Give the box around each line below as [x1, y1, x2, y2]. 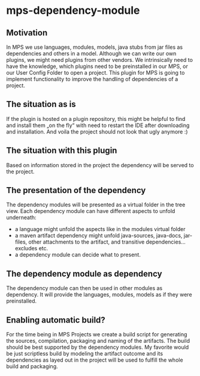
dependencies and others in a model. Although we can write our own [6, 50, 177, 57]
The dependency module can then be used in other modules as [6, 285, 163, 292]
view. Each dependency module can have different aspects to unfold [6, 208, 175, 215]
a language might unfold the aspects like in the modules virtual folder [14, 226, 186, 233]
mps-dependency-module [6, 4, 140, 17]
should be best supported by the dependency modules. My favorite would [6, 344, 189, 351]
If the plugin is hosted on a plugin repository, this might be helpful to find [6, 115, 186, 122]
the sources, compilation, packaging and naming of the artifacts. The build [6, 337, 190, 345]
